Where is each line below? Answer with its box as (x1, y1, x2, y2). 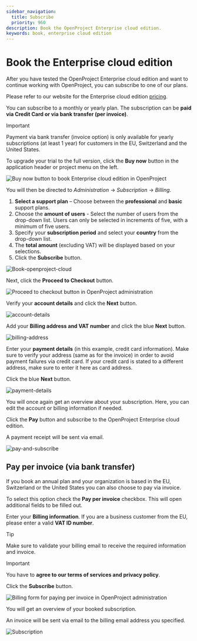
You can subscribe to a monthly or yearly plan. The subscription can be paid (6, 104, 192, 112)
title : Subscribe (11, 14, 54, 20)
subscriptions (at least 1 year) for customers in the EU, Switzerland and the (6, 140, 187, 147)
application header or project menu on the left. (6, 164, 119, 171)
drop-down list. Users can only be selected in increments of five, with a (14, 217, 188, 224)
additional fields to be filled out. (6, 501, 83, 509)
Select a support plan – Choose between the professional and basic (14, 198, 182, 205)
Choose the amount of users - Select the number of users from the (14, 210, 178, 218)
